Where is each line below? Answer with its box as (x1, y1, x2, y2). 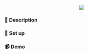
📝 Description (4, 16, 38, 23)
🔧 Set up (4, 29, 25, 36)
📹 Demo (4, 43, 25, 50)
